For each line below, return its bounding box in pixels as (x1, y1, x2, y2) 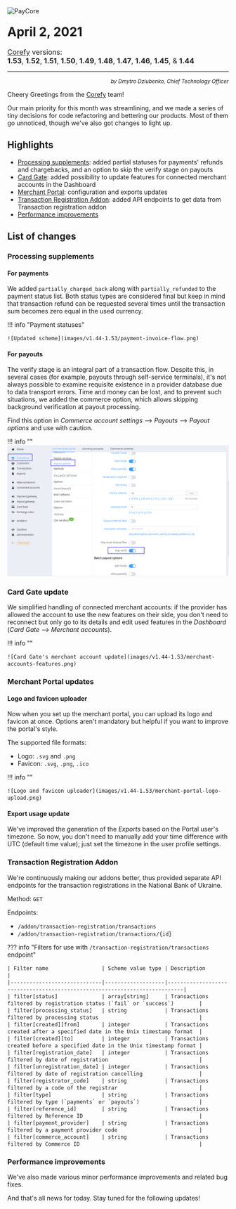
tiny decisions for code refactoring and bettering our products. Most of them (7, 111, 229, 119)
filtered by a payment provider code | (7, 1126, 202, 1134)
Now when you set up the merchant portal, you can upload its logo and (7, 710, 213, 718)
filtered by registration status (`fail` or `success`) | (7, 1000, 202, 1007)
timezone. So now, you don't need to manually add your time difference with (7, 832, 228, 841)
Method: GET (7, 894, 44, 903)
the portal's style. (7, 725, 58, 733)
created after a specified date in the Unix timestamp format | (7, 1028, 202, 1035)
